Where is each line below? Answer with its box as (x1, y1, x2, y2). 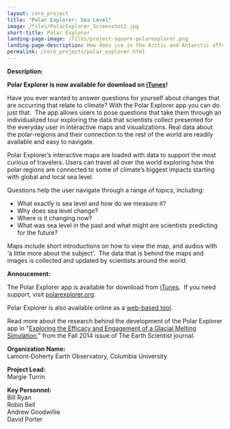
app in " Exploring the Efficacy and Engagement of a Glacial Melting (7, 324, 196, 332)
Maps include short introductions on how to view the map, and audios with (7, 242, 218, 250)
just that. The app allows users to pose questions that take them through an (7, 108, 222, 117)
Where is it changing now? (16, 213, 92, 222)
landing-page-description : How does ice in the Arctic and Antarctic (7, 42, 210, 49)
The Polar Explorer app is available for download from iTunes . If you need (7, 283, 216, 291)
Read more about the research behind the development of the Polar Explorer (7, 316, 222, 325)
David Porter (7, 415, 43, 423)
